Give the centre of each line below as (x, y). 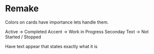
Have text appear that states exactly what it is (51, 46)
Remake (22, 9)
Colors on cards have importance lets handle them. (57, 22)
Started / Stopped (23, 37)
